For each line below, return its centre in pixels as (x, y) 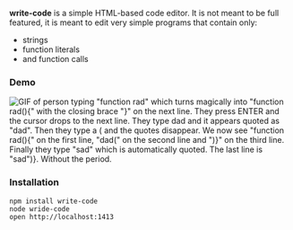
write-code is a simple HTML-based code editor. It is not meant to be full (144, 13)
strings (35, 40)
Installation (34, 182)
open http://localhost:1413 (62, 217)
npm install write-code (54, 201)
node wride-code (39, 209)
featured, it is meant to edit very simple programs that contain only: (134, 22)
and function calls (55, 59)
